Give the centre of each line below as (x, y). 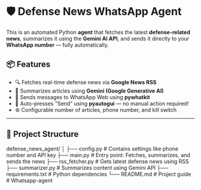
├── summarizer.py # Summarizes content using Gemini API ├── (87, 167)
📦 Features (28, 64)
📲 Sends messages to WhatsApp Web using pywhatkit (83, 97)
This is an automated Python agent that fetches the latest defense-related (98, 32)
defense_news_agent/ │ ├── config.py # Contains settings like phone (92, 148)
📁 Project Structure (42, 134)
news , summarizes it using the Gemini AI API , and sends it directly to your (98, 38)
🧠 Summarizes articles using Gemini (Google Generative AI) (89, 91)
